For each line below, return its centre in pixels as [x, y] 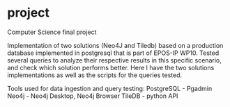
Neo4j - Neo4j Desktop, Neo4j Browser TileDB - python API [93, 96]
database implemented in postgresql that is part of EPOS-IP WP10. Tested [113, 53]
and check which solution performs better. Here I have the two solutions [111, 67]
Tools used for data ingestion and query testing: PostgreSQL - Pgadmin [110, 88]
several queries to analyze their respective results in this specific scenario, [114, 60]
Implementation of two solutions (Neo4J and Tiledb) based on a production [115, 45]
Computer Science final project [52, 32]
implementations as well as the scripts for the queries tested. [95, 75]
